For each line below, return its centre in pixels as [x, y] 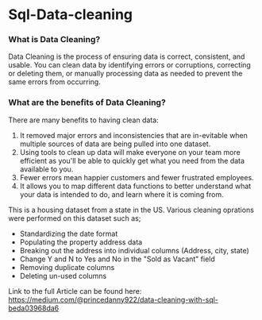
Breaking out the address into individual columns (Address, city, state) [135, 250]
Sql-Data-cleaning [71, 15]
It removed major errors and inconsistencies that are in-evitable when [134, 135]
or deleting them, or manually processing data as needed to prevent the [125, 74]
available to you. [46, 169]
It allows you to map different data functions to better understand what [135, 186]
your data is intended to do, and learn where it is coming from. [121, 194]
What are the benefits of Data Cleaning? [87, 102]
